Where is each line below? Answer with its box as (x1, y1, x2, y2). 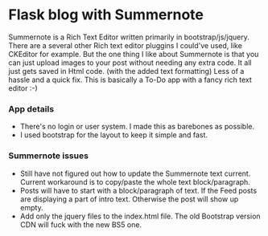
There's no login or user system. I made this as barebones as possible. (19, 122, 255, 132)
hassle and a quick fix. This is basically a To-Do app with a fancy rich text (8, 75, 252, 84)
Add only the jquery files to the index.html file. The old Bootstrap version (19, 211, 261, 221)
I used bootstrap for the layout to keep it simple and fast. (19, 130, 208, 140)
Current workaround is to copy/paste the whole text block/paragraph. (19, 177, 251, 186)
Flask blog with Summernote (8, 6, 204, 24)
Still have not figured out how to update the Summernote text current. (19, 169, 251, 178)
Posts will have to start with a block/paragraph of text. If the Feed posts (19, 185, 258, 195)
